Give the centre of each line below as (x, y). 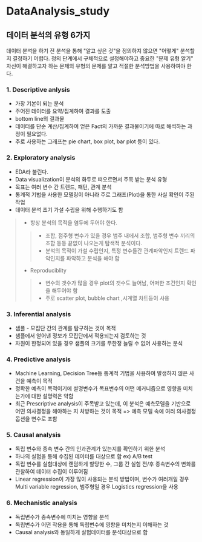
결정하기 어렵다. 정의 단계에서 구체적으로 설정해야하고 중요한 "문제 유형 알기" (103, 58)
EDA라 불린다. (31, 172)
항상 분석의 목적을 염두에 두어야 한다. (74, 222)
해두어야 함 (65, 290)
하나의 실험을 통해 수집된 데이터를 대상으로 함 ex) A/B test (84, 456)
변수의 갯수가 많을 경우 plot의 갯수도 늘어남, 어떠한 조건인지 (115, 283)
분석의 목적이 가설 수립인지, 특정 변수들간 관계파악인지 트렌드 (117, 251)
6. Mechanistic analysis (42, 503)
